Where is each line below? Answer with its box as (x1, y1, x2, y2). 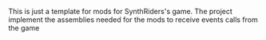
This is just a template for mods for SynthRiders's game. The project (8, 7, 233, 16)
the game (8, 24, 40, 32)
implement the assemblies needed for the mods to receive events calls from (8, 15, 258, 24)
